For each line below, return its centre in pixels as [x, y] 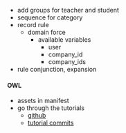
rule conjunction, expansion [57, 69]
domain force [46, 32]
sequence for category [50, 17]
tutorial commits [51, 123]
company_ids [67, 62]
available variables [64, 40]
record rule [33, 25]
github [37, 116]
